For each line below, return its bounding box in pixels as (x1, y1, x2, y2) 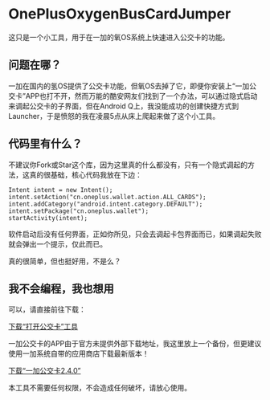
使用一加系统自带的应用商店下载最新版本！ (8, 349, 149, 358)
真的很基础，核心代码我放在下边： (29, 169, 142, 179)
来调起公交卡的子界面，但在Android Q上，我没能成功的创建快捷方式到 (8, 101, 239, 111)
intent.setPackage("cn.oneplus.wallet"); (8, 206, 149, 215)
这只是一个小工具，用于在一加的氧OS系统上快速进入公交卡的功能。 (8, 32, 230, 42)
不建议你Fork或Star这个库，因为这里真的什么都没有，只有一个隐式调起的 (8, 160, 248, 169)
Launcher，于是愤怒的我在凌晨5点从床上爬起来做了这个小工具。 (8, 111, 220, 120)
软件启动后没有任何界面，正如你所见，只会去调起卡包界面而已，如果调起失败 (8, 229, 262, 239)
